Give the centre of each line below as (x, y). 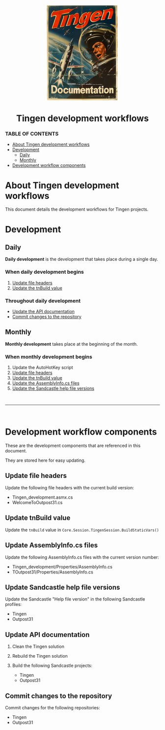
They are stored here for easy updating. (45, 460)
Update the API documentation (43, 312)
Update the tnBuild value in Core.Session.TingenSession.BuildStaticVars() (82, 530)
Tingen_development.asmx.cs (42, 497)
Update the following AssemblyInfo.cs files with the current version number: (82, 557)
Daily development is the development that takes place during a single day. (82, 259)
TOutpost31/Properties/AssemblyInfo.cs (53, 572)
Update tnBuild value (38, 518)
